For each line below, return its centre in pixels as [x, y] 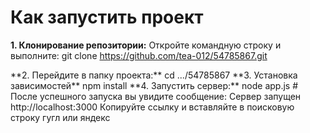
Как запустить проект [107, 17]
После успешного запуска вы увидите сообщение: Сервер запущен [156, 96]
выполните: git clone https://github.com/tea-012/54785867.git [139, 55]
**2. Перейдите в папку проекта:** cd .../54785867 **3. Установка [154, 75]
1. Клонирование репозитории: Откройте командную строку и [146, 45]
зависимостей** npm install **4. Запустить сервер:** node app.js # [154, 85]
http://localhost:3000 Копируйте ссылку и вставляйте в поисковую [152, 107]
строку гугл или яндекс [60, 117]
